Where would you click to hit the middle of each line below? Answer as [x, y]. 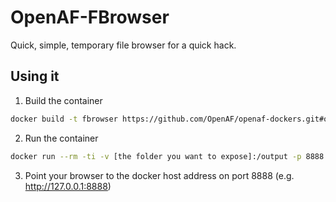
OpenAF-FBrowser [90, 17]
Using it [35, 76]
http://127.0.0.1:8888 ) [68, 186]
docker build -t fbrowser [64, 119]
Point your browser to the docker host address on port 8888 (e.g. [159, 175]
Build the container [63, 100]
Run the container [61, 138]
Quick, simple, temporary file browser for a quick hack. [123, 45]
